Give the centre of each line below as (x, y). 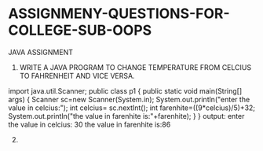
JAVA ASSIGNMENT (40, 52)
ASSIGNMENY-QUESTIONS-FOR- (119, 14)
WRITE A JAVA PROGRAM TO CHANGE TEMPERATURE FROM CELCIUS (135, 67)
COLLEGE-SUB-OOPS (80, 30)
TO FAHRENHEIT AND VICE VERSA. (77, 75)
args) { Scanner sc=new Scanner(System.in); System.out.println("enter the (129, 99)
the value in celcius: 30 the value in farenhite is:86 (89, 124)
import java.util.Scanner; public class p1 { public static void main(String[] (125, 90)
